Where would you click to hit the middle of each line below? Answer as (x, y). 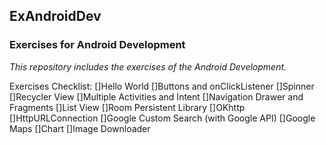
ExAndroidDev (55, 16)
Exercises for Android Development (97, 45)
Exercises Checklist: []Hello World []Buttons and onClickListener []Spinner (162, 86)
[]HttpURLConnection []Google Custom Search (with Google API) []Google (162, 118)
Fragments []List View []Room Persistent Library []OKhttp (127, 107)
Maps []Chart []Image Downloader (80, 128)
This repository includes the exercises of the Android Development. (148, 66)
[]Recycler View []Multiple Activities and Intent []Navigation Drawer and (156, 96)
